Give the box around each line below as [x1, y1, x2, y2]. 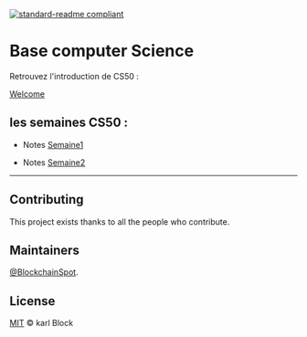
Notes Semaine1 [22, 139, 84, 150]
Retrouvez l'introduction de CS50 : [9, 70, 140, 81]
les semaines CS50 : [9, 115, 129, 131]
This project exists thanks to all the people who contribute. [9, 216, 230, 227]
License [9, 293, 56, 309]
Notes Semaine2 [22, 156, 86, 168]
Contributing [9, 192, 84, 207]
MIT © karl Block [9, 318, 74, 329]
